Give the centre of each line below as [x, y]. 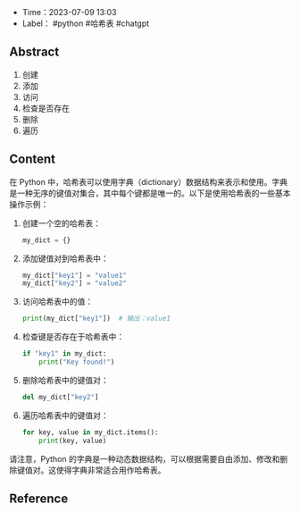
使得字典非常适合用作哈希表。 [111, 470]
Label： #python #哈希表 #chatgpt [86, 23]
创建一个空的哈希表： [61, 223]
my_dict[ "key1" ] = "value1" [74, 275]
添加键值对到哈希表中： [65, 258]
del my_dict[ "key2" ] [60, 397]
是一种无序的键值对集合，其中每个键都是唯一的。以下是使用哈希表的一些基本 [150, 193]
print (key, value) [73, 441]
